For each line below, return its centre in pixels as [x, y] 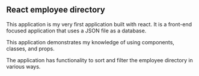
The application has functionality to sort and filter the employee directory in [100, 60]
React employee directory [56, 10]
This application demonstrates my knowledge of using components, [90, 42]
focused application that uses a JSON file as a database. [76, 31]
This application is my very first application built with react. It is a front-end [99, 24]
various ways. [23, 66]
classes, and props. [31, 48]
